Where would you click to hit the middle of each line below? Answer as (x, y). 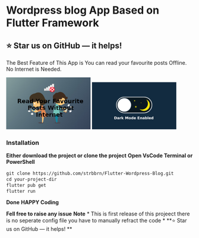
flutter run (21, 191)
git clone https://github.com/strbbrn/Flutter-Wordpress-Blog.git (90, 174)
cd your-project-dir (32, 180)
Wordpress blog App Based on (83, 10)
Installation (23, 143)
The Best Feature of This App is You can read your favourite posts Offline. (97, 63)
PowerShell (20, 162)
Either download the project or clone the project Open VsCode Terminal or (99, 156)
